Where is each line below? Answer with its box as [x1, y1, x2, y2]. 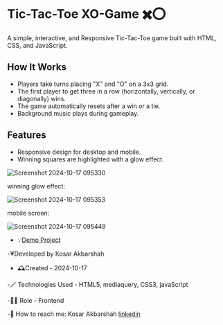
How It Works [7, 61, 67, 73]
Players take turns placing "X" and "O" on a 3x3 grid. [17, 80, 169, 88]
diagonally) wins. [17, 94, 66, 103]
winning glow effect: [7, 182, 66, 190]
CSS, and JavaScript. [7, 41, 68, 49]
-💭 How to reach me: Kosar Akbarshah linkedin [7, 310, 141, 318]
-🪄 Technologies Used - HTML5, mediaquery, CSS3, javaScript [7, 280, 188, 288]
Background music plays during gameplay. [17, 109, 139, 117]
